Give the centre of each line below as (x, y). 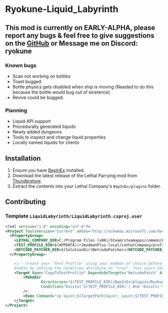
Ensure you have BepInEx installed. (48, 170)
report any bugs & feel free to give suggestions (80, 35)
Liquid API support (31, 121)
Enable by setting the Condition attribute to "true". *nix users (85, 268)
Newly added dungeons (37, 132)
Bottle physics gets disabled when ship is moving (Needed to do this (83, 86)
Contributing (25, 202)
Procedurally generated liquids (44, 126)
